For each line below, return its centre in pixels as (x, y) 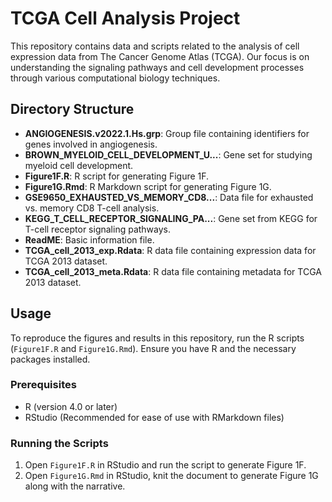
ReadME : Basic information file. (89, 239)
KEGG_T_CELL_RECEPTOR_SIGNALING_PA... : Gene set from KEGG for (171, 218)
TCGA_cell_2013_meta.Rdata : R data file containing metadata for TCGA (173, 271)
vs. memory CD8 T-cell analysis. (92, 208)
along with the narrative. (75, 486)
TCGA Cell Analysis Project (125, 18)
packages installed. (50, 359)
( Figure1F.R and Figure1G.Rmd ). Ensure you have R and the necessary (153, 348)
